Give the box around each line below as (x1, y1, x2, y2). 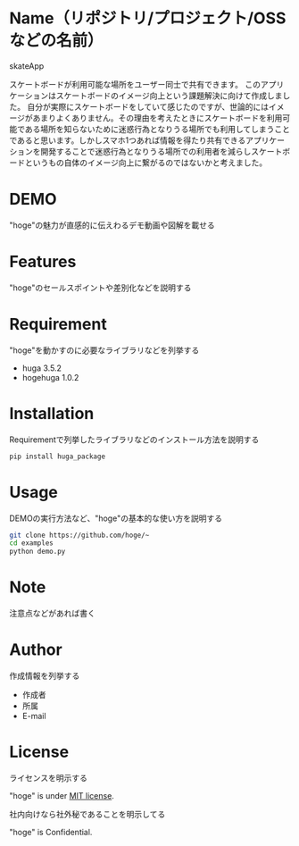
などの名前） (9, 30, 104, 51)
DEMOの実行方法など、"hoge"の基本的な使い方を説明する (9, 513, 223, 524)
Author (9, 640, 62, 660)
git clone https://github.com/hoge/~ (9, 531, 150, 540)
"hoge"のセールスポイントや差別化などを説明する (9, 282, 192, 293)
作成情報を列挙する (9, 671, 80, 681)
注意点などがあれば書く (9, 608, 96, 619)
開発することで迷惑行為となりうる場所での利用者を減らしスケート (39, 146, 283, 156)
